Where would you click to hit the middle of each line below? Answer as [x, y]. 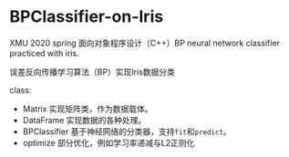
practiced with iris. [44, 53]
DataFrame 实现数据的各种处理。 [84, 120]
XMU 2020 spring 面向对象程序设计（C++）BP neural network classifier [145, 43]
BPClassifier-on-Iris [87, 17]
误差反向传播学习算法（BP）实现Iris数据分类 [93, 72]
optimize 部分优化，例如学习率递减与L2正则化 [108, 142]
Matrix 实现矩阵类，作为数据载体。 [88, 108]
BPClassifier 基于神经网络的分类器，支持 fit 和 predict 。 [127, 131]
